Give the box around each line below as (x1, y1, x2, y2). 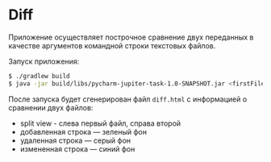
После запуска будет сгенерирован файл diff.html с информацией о (8, 94, 248, 104)
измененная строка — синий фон (19, 143, 135, 154)
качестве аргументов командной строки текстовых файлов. (8, 40, 216, 50)
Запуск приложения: (8, 56, 80, 66)
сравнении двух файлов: (8, 102, 94, 112)
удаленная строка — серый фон (19, 135, 131, 145)
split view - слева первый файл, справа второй (19, 118, 181, 128)
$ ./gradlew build (8, 72, 70, 80)
